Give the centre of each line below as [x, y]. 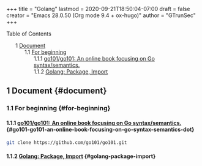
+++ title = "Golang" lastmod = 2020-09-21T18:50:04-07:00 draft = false [98, 9]
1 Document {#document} [57, 91]
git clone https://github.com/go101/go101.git [67, 142]
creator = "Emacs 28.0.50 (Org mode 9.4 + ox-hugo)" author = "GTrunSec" [101, 15]
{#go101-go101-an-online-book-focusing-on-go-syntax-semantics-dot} [100, 129]
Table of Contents [29, 34]
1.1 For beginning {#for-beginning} [58, 108]
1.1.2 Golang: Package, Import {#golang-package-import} [81, 156]
